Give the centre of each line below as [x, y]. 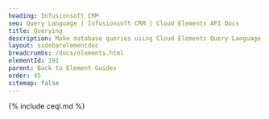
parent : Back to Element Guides [62, 68]
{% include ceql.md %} [47, 106]
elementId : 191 [34, 61]
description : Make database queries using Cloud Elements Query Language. [137, 38]
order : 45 [25, 76]
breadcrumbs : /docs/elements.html [66, 53]
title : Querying [35, 31]
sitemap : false [34, 83]
